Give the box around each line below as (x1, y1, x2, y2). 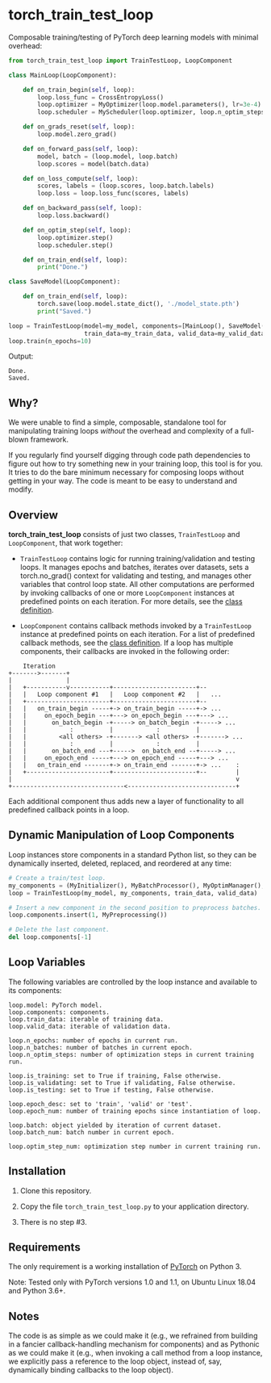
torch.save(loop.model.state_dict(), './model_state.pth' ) (37, 300, 240, 308)
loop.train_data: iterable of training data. (8, 1015, 164, 1023)
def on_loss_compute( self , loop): (23, 174, 139, 182)
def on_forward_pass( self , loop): (23, 145, 139, 153)
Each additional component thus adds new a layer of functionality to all (8, 797, 244, 807)
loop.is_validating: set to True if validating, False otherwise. (8, 1079, 236, 1087)
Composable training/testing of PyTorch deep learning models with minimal (8, 32, 259, 42)
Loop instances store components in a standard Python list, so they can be (8, 849, 256, 859)
